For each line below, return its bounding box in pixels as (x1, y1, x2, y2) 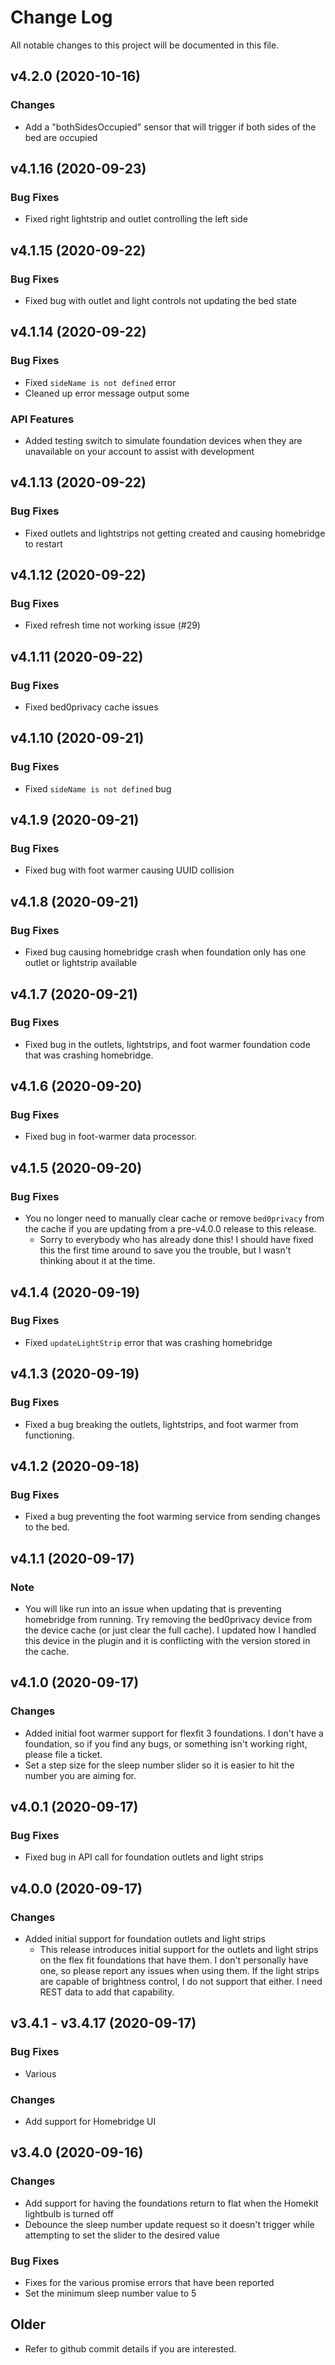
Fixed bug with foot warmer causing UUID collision (24, 864, 235, 876)
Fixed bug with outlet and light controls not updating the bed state (24, 295, 297, 306)
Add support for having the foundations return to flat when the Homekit (24, 2197, 319, 2209)
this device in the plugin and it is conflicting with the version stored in (24, 1634, 311, 1646)
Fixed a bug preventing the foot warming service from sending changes (24, 1511, 321, 1523)
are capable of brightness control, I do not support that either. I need (39, 1975, 323, 1987)
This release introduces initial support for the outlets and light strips (39, 1943, 319, 1955)
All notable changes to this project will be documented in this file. (10, 39, 280, 51)
